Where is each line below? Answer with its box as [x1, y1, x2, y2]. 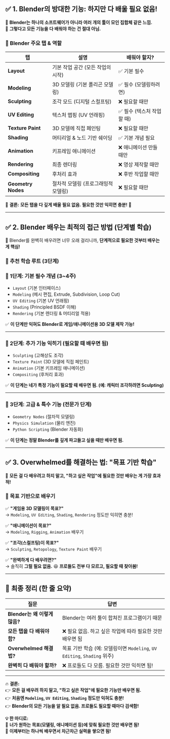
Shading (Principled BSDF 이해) [12, 304, 77, 310]
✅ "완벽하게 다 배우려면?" [5, 557, 57, 563]
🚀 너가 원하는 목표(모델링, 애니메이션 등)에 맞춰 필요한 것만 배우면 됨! [5, 721, 140, 728]
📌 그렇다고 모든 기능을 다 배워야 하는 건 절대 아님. [5, 25, 101, 32]
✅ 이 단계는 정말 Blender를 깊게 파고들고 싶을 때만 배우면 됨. [5, 437, 124, 443]
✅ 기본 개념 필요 [118, 134, 155, 141]
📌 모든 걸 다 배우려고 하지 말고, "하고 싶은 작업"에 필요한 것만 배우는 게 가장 [5, 472, 152, 479]
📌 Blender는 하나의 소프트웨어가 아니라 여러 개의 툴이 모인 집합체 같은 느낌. [5, 19, 153, 25]
